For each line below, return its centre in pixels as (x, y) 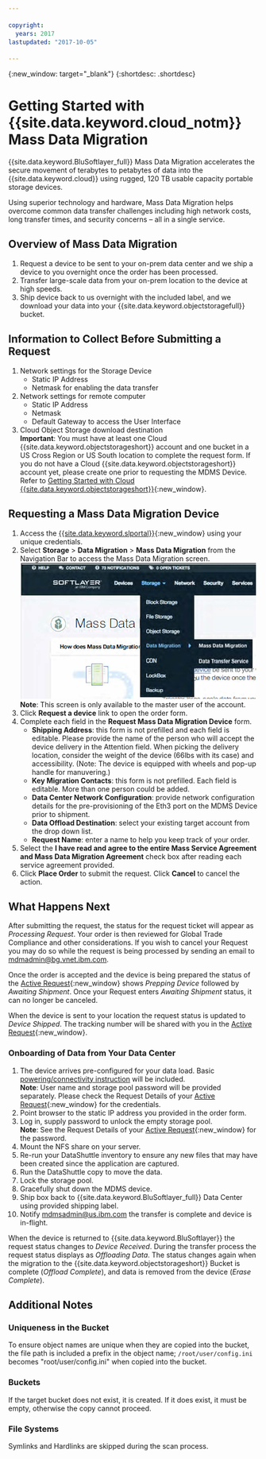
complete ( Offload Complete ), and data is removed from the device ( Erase (130, 1271)
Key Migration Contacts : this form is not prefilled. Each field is (134, 780)
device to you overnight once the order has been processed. (119, 272)
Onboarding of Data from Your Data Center (92, 1053)
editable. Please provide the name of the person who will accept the (143, 738)
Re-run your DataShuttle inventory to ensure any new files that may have (139, 1155)
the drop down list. (62, 831)
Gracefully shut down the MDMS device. (86, 1189)
